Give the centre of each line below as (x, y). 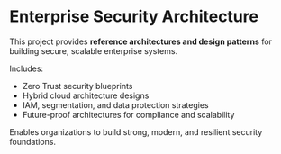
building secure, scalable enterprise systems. (94, 50)
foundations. (33, 141)
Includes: (26, 68)
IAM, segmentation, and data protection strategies (115, 104)
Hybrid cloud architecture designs (86, 95)
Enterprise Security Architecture (134, 17)
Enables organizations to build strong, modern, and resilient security (136, 131)
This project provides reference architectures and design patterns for (141, 41)
